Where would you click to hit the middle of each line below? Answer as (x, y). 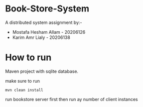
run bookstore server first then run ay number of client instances (71, 99)
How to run (28, 57)
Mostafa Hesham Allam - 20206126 (49, 32)
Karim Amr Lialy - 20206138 (41, 37)
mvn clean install (24, 90)
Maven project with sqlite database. (42, 71)
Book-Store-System (47, 9)
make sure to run (22, 81)
